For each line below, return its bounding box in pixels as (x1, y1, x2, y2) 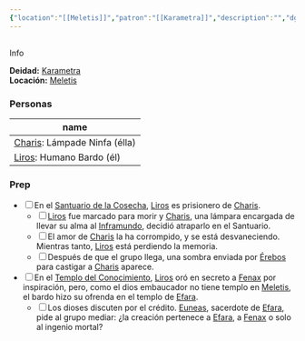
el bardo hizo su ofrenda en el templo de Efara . (22, 292, 199, 303)
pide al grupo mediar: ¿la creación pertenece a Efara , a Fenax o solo (35, 312, 292, 323)
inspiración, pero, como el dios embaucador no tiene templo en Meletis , (22, 282, 292, 293)
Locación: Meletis (9, 75, 77, 85)
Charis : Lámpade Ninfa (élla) (14, 135, 136, 148)
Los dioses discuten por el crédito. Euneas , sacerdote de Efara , (47, 302, 285, 314)
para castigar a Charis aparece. (35, 261, 154, 273)
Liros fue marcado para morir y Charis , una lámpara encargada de (47, 211, 295, 222)
